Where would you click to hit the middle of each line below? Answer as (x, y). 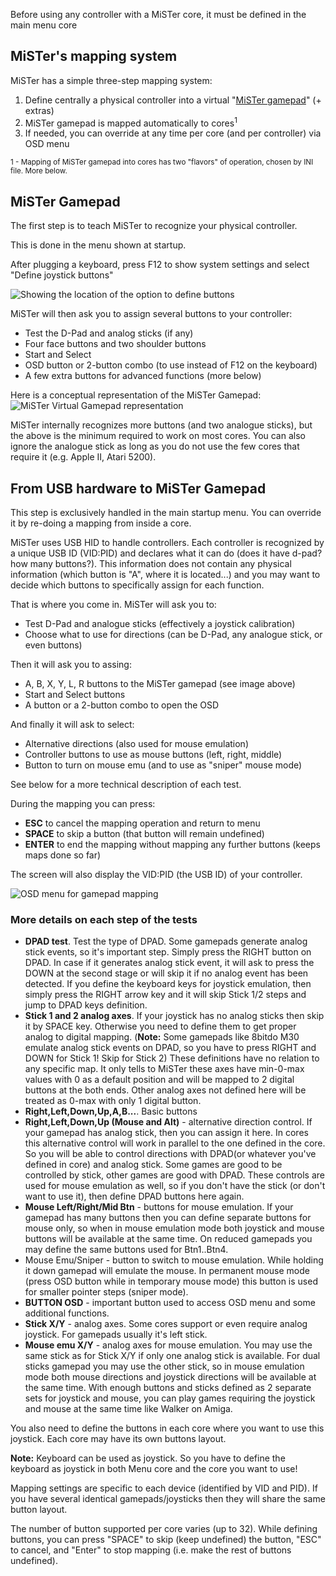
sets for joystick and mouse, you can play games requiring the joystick (170, 1398)
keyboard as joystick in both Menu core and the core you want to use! (154, 1469)
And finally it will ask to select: (72, 725)
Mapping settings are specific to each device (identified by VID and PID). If (164, 1488)
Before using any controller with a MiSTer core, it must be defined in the (158, 14)
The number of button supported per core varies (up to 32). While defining (164, 1529)
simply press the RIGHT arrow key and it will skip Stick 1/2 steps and (165, 995)
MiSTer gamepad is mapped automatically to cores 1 (131, 122)
